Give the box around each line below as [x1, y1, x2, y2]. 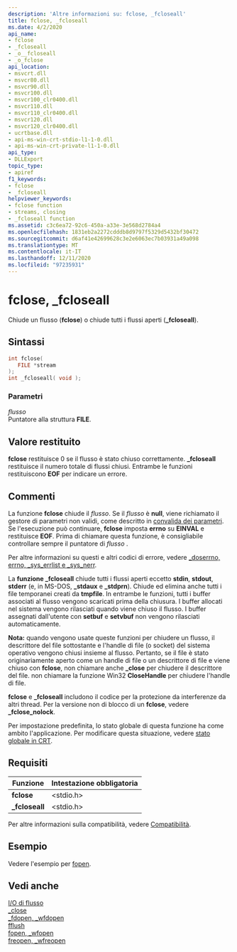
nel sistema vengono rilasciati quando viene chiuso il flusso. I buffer [8, 605, 206, 613]
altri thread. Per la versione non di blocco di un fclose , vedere [8, 701, 189, 709]
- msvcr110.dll [8, 103, 53, 110]
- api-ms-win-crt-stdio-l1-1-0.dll [8, 136, 114, 143]
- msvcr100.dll [8, 90, 53, 97]
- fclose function [8, 202, 62, 210]
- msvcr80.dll [8, 76, 50, 84]
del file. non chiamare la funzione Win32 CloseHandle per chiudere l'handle [8, 671, 231, 680]
